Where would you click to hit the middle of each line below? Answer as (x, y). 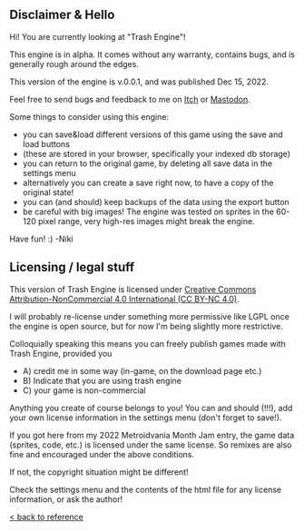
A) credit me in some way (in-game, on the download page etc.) (142, 370)
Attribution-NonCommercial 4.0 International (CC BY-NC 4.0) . (124, 299)
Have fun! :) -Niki (41, 239)
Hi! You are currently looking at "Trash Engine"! (98, 36)
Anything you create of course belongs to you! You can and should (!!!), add (151, 408)
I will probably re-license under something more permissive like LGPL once (150, 316)
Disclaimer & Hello (62, 15)
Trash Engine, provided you (61, 353)
